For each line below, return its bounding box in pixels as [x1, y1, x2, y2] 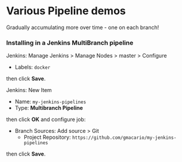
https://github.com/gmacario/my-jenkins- [72, 135, 177, 141]
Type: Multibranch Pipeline [14, 104, 84, 112]
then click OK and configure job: [6, 116, 86, 123]
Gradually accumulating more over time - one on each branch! [6, 24, 159, 31]
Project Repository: [23, 134, 71, 141]
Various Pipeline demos [6, 4, 127, 18]
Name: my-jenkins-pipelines [14, 98, 87, 105]
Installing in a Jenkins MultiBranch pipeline [6, 39, 134, 47]
